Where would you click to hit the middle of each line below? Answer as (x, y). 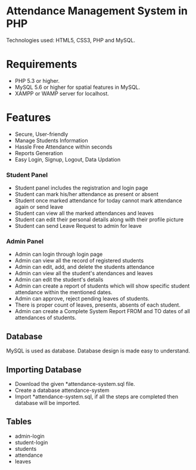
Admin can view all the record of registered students (79, 261)
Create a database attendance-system (62, 390)
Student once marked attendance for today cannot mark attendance (98, 200)
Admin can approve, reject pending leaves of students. (82, 299)
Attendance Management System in (97, 11)
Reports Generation (39, 153)
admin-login (29, 436)
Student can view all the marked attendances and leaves (84, 214)
